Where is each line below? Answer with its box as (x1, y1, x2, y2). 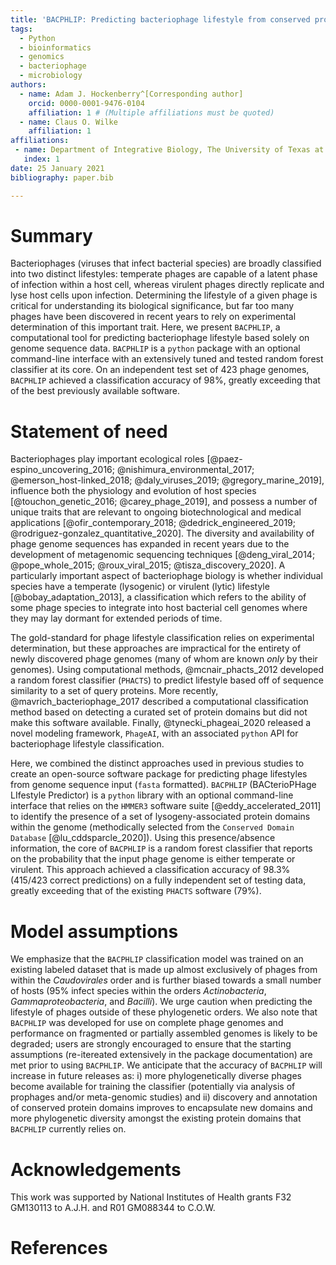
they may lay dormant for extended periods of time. (10, 612, 223, 625)
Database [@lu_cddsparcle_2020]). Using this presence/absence (10, 832, 276, 844)
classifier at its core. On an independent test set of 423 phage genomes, (10, 364, 310, 376)
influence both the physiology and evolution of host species (10, 485, 257, 497)
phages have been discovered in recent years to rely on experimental (10, 311, 297, 323)
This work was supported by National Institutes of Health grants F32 (10, 1191, 292, 1203)
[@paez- (206, 453, 243, 465)
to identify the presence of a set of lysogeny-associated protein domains (10, 811, 311, 823)
